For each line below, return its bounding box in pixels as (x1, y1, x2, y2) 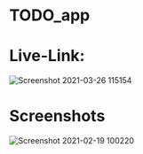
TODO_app (9, 5, 91, 26)
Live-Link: (9, 46, 85, 66)
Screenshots (9, 106, 106, 127)
